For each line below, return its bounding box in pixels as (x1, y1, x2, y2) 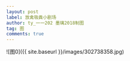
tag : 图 (6, 25, 25, 32)
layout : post (6, 8, 39, 15)
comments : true (6, 31, 44, 37)
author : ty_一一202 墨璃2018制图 (6, 20, 84, 26)
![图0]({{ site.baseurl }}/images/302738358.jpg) (6, 48, 125, 56)
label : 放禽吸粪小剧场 (6, 14, 57, 20)
